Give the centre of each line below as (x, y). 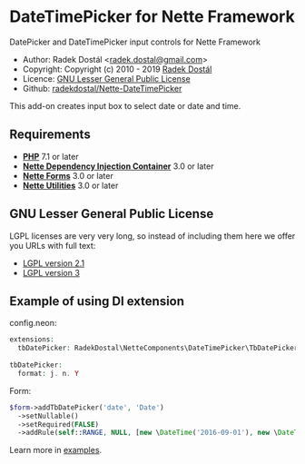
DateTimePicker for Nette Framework (152, 17)
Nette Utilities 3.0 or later (70, 185)
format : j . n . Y (48, 373)
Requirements (50, 135)
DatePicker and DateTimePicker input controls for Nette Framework (135, 42)
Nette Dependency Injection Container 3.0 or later (118, 166)
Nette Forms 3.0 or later (68, 175)
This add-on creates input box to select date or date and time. (125, 105)
